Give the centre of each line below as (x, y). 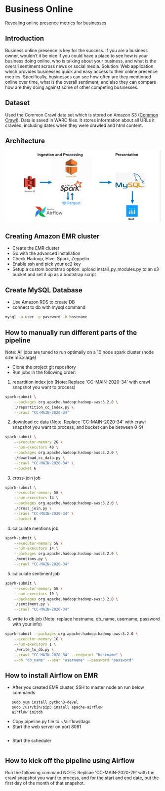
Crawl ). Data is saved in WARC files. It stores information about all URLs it (80, 120)
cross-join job (26, 478)
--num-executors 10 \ (36, 594)
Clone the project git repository (44, 367)
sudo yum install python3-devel (45, 702)
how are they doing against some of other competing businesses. (72, 87)
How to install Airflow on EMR (52, 675)
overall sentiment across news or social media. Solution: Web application (79, 66)
